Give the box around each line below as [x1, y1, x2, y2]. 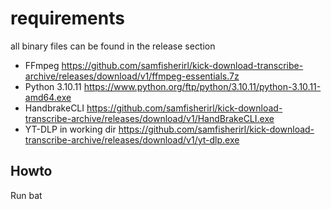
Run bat [10, 189, 43, 201]
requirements [10, 7, 125, 30]
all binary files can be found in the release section [10, 40, 216, 52]
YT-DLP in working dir [24, 123, 117, 135]
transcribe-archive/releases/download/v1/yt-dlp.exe [24, 133, 240, 146]
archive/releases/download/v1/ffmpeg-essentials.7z [24, 70, 240, 82]
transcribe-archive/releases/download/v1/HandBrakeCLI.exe [24, 112, 275, 124]
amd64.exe [24, 91, 72, 103]
